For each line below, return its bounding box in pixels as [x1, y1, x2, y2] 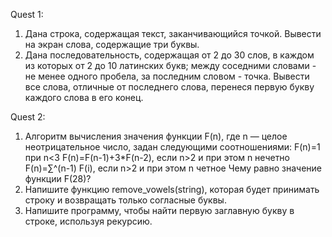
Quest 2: [10, 111, 46, 123]
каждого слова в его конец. [24, 92, 144, 103]
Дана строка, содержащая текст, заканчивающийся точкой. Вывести [24, 28, 322, 39]
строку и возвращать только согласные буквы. [24, 194, 227, 206]
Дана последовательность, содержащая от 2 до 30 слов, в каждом [24, 49, 315, 61]
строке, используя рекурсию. [24, 215, 153, 227]
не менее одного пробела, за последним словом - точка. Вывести [24, 70, 310, 82]
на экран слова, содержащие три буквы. [24, 39, 200, 50]
